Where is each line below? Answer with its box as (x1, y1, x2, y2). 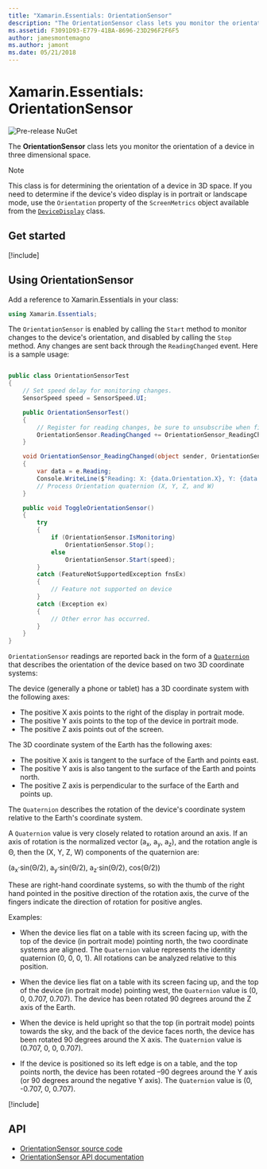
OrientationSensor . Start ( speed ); (64, 555, 176, 563)
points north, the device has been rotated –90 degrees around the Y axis (19, 1067, 258, 1077)
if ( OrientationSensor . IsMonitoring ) (50, 534, 176, 542)
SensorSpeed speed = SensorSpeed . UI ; (22, 395, 148, 403)
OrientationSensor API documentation (19, 1151, 145, 1162)
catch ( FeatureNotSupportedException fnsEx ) (37, 571, 187, 579)
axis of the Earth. (19, 1002, 76, 1011)
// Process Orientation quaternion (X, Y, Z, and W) (37, 482, 215, 490)
